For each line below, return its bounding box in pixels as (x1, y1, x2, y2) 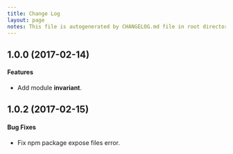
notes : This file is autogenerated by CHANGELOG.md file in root (7, 23, 200, 30)
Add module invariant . (17, 83, 82, 92)
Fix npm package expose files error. (17, 138, 120, 146)
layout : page (7, 17, 45, 24)
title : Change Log (7, 10, 60, 17)
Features (7, 68, 33, 76)
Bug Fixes (7, 123, 37, 131)
